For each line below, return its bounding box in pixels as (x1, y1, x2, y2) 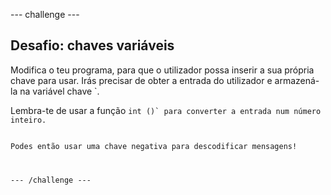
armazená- (274, 74, 320, 86)
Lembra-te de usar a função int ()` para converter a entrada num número (10, 104, 322, 116)
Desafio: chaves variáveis (10, 37, 175, 54)
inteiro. (10, 115, 47, 125)
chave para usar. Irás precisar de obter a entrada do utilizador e (10, 74, 273, 86)
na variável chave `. (19, 85, 100, 97)
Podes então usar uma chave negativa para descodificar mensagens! (10, 141, 298, 151)
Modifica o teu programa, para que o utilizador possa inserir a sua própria (10, 64, 315, 76)
